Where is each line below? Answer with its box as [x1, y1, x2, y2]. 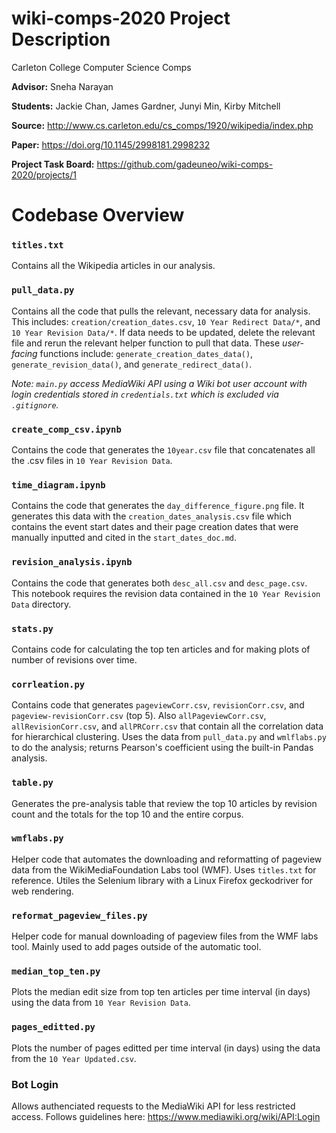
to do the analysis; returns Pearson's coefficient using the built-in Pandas [11, 742, 314, 754]
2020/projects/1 [11, 168, 77, 181]
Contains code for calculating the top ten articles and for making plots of [11, 643, 311, 655]
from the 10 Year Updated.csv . [11, 1052, 137, 1064]
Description [11, 28, 111, 51]
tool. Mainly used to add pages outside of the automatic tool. [11, 941, 262, 953]
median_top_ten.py [11, 966, 101, 977]
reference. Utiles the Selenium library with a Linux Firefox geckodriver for [11, 874, 314, 886]
